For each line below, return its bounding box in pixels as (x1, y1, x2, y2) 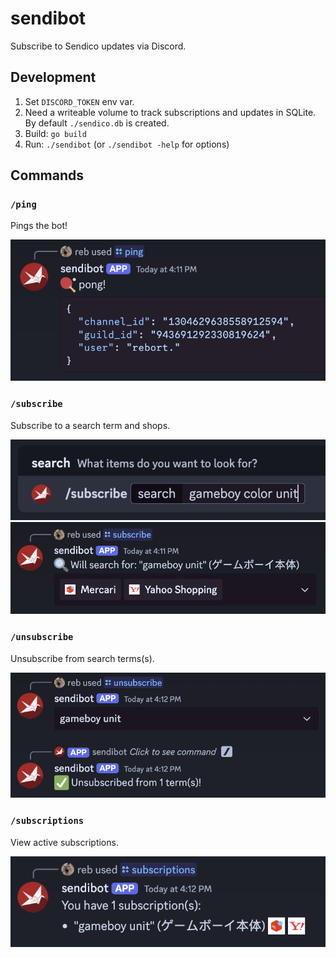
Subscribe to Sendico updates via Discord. (10, 40, 187, 52)
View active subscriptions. (10, 836, 119, 848)
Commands (10, 167, 85, 184)
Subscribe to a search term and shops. (10, 419, 171, 431)
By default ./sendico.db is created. (24, 117, 170, 129)
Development (10, 69, 97, 86)
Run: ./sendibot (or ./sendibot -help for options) (24, 138, 230, 150)
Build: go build (24, 127, 87, 139)
